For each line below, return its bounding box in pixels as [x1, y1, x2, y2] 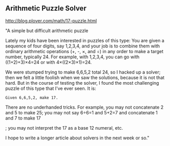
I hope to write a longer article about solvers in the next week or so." [5, 135, 150, 141]
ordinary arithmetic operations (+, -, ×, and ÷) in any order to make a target [5, 48, 164, 54]
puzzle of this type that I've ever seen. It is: [5, 85, 96, 91]
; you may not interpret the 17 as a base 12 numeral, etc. [5, 125, 123, 131]
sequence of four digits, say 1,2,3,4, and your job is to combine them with [5, 43, 160, 49]
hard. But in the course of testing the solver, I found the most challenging [5, 80, 159, 86]
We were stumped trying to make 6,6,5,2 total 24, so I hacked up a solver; [5, 69, 161, 75]
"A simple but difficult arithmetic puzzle [5, 28, 89, 34]
